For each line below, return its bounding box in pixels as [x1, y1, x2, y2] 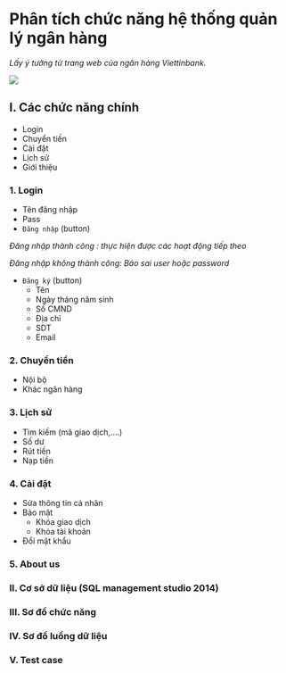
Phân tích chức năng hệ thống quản [9, 9, 278, 29]
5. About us [9, 558, 61, 570]
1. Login [9, 184, 44, 196]
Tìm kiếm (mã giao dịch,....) [21, 427, 123, 437]
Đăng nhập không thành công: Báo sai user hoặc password [9, 258, 230, 269]
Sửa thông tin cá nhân [21, 497, 104, 508]
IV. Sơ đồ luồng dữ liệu [9, 629, 108, 642]
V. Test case [9, 653, 64, 666]
